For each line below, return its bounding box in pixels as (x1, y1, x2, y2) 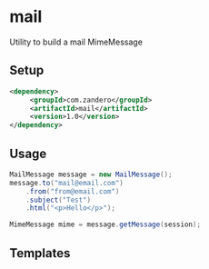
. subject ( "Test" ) (25, 195, 92, 204)
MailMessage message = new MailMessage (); (9, 170, 173, 179)
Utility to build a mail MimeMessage (9, 36, 144, 47)
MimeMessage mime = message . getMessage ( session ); (9, 220, 202, 229)
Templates (9, 245, 71, 261)
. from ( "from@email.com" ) (25, 186, 120, 196)
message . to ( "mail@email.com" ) (9, 178, 124, 187)
